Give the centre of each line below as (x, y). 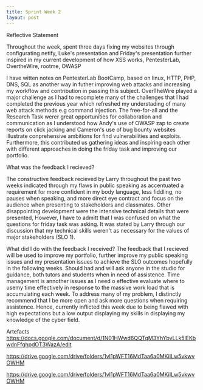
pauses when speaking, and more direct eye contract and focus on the (95, 198)
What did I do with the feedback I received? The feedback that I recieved (97, 248)
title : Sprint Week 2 (34, 12)
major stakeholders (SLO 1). (41, 237)
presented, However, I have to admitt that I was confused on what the (93, 217)
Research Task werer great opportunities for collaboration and (84, 117)
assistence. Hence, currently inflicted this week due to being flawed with (97, 307)
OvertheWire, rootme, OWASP (44, 66)
